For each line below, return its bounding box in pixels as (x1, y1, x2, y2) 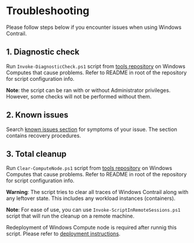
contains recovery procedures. (6, 132, 82, 139)
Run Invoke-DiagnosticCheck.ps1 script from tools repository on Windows (6, 63, 186, 70)
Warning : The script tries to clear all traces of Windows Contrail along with (6, 189, 189, 196)
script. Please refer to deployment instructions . (6, 230, 121, 237)
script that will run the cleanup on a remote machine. (6, 212, 135, 219)
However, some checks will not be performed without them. (6, 93, 152, 100)
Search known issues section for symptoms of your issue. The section (6, 126, 177, 133)
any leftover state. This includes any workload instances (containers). (6, 195, 176, 202)
